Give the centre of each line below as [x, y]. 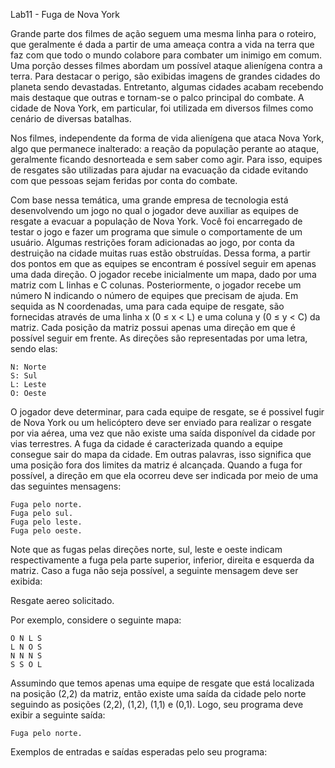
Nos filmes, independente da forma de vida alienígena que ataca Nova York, [167, 138]
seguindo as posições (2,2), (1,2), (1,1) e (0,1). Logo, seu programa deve [157, 704]
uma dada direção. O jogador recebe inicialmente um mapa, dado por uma [163, 274]
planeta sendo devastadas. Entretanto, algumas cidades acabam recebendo [167, 87]
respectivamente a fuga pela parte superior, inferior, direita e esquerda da [162, 560]
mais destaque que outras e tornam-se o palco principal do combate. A [157, 97]
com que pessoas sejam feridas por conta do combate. [124, 180]
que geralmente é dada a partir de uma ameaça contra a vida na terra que [162, 44]
